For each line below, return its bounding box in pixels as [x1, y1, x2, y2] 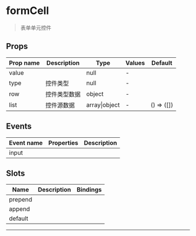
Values [125, 58, 145, 67]
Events [6, 122, 32, 131]
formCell [6, 4, 50, 18]
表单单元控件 [20, 24, 51, 31]
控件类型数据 [45, 90, 81, 98]
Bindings [76, 186, 102, 194]
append [9, 205, 30, 213]
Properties [48, 138, 79, 147]
